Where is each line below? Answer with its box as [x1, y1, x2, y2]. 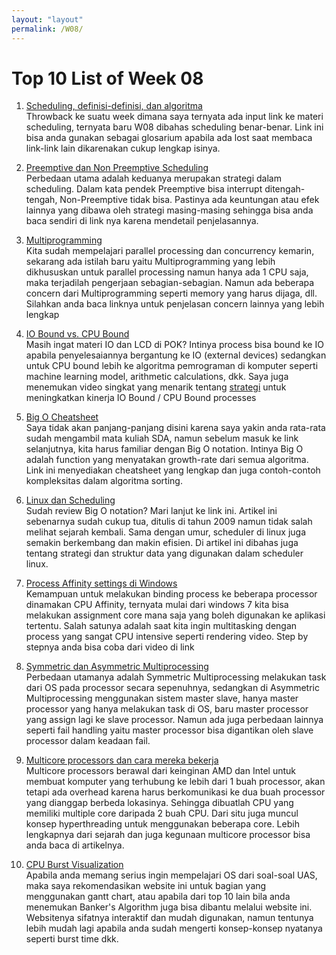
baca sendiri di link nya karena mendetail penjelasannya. [25, 215, 259, 227]
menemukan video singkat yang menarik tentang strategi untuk [25, 381, 287, 393]
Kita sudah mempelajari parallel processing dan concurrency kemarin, [25, 245, 315, 257]
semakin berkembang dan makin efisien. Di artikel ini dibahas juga [25, 537, 299, 549]
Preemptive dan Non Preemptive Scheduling [25, 162, 209, 174]
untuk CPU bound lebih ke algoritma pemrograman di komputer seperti [25, 360, 319, 372]
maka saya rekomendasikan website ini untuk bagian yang [25, 880, 267, 892]
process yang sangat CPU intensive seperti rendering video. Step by [25, 631, 309, 643]
